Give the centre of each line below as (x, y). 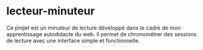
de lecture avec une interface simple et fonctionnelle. (73, 40)
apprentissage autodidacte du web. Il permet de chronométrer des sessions (101, 34)
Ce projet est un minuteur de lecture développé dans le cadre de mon (94, 28)
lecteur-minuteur (51, 11)
